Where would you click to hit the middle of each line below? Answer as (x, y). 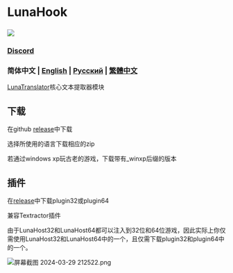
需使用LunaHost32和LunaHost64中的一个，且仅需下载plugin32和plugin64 (113, 239)
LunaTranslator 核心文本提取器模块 (56, 87)
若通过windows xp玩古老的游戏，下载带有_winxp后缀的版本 (92, 159)
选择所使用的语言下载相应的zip (51, 144)
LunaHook (37, 12)
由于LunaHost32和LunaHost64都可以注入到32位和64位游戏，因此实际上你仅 (117, 230)
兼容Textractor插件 (34, 215)
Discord (21, 51)
